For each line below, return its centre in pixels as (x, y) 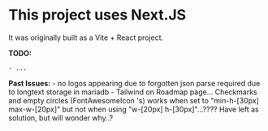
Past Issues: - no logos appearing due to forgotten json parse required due (134, 83)
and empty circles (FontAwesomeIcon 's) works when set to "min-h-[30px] (134, 100)
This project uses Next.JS (97, 15)
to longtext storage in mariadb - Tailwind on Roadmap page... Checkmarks (133, 92)
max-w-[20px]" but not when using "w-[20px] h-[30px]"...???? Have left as (134, 109)
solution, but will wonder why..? (61, 118)
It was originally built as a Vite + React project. (86, 37)
